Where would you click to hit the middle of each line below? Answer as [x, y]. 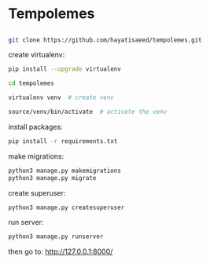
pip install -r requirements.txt [63, 141]
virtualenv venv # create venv [61, 98]
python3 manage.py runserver [56, 236]
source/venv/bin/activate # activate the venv [88, 112]
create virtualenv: [37, 55]
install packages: [35, 126]
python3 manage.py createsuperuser [66, 207]
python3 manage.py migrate [52, 178]
